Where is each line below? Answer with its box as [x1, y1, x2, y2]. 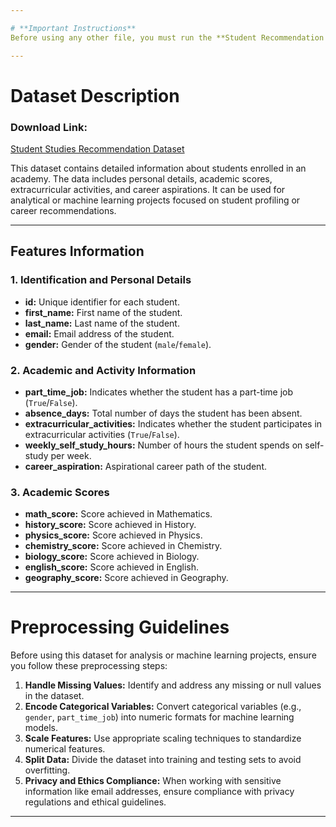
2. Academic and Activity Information [10, 363, 197, 377]
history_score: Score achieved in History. [24, 519, 197, 531]
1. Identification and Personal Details [10, 273, 192, 287]
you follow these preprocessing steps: [10, 660, 168, 672]
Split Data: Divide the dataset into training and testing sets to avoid [24, 754, 302, 766]
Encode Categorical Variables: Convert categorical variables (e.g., [24, 701, 302, 713]
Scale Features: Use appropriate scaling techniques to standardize [24, 732, 302, 745]
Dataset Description [10, 84, 180, 107]
